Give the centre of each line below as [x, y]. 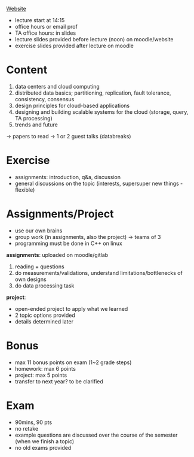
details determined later [44, 321]
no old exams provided [43, 447]
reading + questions [39, 267]
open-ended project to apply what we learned [71, 308]
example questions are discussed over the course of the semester [96, 435]
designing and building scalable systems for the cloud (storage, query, [101, 112]
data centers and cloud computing [57, 86]
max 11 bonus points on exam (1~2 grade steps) [73, 362]
